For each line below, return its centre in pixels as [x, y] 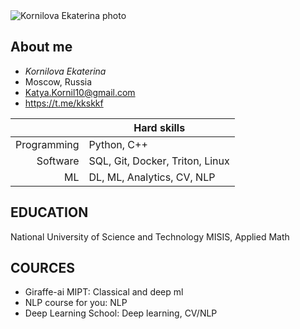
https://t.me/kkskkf [64, 103]
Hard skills [159, 127]
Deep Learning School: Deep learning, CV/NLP [121, 313]
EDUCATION [49, 212]
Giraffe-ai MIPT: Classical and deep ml [104, 292]
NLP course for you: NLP [76, 303]
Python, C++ [118, 144]
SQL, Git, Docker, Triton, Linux [159, 161]
